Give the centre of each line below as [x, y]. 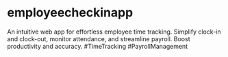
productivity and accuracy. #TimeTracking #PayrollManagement [98, 46]
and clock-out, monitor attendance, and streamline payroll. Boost [99, 38]
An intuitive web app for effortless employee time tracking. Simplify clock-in [114, 32]
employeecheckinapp [70, 13]
